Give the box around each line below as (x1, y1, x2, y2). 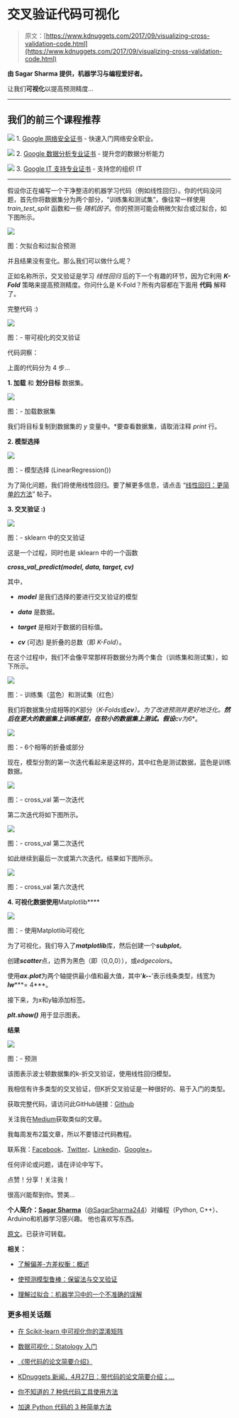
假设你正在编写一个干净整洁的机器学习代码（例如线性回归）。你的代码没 (7, 186, 216, 194)
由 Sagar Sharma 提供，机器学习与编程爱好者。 (7, 69, 147, 78)
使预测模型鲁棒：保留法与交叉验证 (17, 1275, 118, 1283)
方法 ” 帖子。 (19, 489, 56, 498)
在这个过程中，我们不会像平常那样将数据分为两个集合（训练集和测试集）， (7, 653, 222, 661)
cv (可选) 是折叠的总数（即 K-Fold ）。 (17, 638, 126, 646)
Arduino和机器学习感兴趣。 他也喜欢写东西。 (7, 1214, 138, 1223)
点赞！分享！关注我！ (7, 1175, 70, 1184)
